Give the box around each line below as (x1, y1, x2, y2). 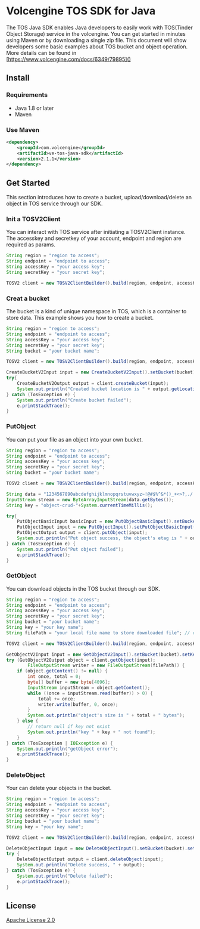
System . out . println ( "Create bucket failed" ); (17, 397, 132, 403)
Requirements (6, 91, 48, 99)
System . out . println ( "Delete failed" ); (17, 873, 113, 879)
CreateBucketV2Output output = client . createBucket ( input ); (17, 381, 169, 387)
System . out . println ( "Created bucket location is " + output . (17, 386, 171, 392)
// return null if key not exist (27, 724, 111, 730)
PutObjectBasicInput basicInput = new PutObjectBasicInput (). (17, 518, 174, 524)
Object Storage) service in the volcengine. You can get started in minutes (6, 30, 186, 37)
